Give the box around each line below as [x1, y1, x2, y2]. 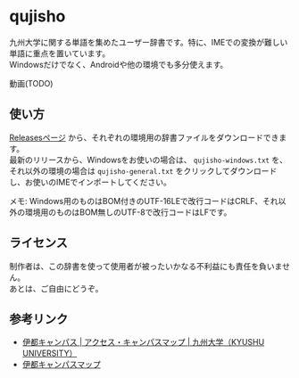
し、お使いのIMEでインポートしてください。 [9, 177, 171, 187]
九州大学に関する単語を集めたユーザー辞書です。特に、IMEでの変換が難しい [9, 37, 288, 47]
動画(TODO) [9, 78, 54, 88]
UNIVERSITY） [21, 348, 78, 358]
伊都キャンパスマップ [21, 359, 101, 370]
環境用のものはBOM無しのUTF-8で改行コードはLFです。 [24, 207, 232, 218]
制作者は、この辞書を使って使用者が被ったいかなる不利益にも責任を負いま [9, 260, 283, 271]
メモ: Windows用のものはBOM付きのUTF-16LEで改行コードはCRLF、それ [9, 195, 278, 206]
